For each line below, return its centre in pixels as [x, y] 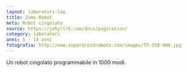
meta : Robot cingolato [35, 23]
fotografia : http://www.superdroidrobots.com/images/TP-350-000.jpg [94, 46]
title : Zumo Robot [29, 17]
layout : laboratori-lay [36, 12]
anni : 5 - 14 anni [29, 40]
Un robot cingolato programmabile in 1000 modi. [66, 62]
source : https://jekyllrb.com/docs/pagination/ [67, 28]
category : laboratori [33, 34]
